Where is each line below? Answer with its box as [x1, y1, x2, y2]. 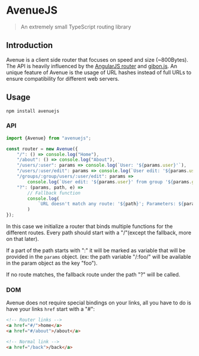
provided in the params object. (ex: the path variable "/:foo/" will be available [6, 253, 191, 260]
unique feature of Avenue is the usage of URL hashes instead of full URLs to [6, 69, 191, 76]
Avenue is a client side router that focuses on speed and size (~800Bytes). [6, 56, 188, 63]
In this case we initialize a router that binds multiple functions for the [6, 223, 173, 230]
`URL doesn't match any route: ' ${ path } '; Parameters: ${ [37, 201, 184, 207]
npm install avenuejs [6, 108, 60, 114]
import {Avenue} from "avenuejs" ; [6, 135, 92, 141]
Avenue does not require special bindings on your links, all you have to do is [6, 299, 191, 306]
